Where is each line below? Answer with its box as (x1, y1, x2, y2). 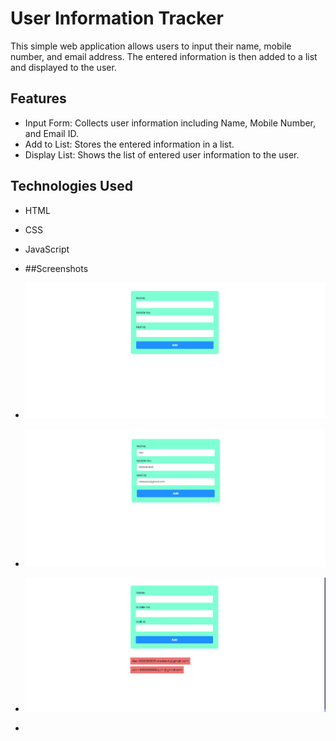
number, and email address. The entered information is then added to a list (10, 50, 318, 62)
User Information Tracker (10, 7, 224, 30)
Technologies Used (10, 178, 133, 195)
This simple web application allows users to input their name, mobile (10, 40, 292, 52)
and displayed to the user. (10, 61, 117, 73)
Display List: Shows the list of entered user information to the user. (24, 148, 300, 161)
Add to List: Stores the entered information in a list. (24, 138, 235, 150)
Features (10, 90, 67, 107)
